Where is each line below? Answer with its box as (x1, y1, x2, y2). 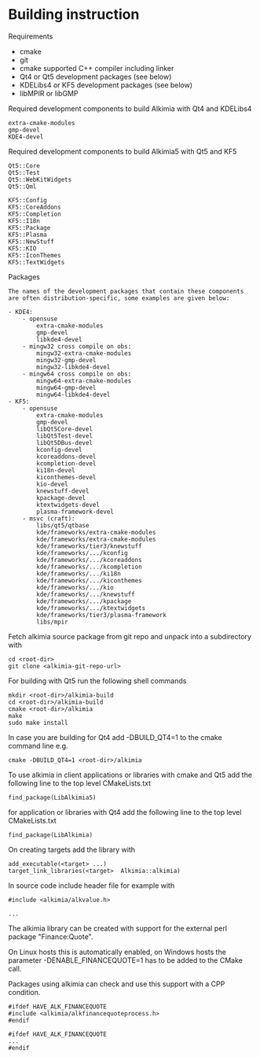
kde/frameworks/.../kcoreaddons (36, 556, 143, 564)
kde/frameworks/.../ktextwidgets (36, 604, 146, 612)
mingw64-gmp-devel (36, 383, 97, 391)
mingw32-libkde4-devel (36, 363, 111, 371)
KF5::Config (8, 196, 47, 204)
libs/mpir (36, 618, 68, 626)
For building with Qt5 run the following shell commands (8, 675, 187, 686)
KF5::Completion (8, 210, 61, 218)
